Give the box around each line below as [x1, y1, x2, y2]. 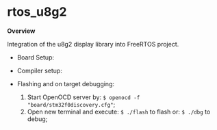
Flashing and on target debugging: [16, 79, 115, 88]
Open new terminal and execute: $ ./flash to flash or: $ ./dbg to [27, 107, 211, 116]
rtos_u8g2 [7, 4, 67, 20]
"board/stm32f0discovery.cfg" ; [27, 100, 116, 108]
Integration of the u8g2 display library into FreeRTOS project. [7, 40, 179, 48]
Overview [7, 27, 36, 35]
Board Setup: [16, 53, 55, 62]
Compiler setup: [16, 66, 63, 75]
